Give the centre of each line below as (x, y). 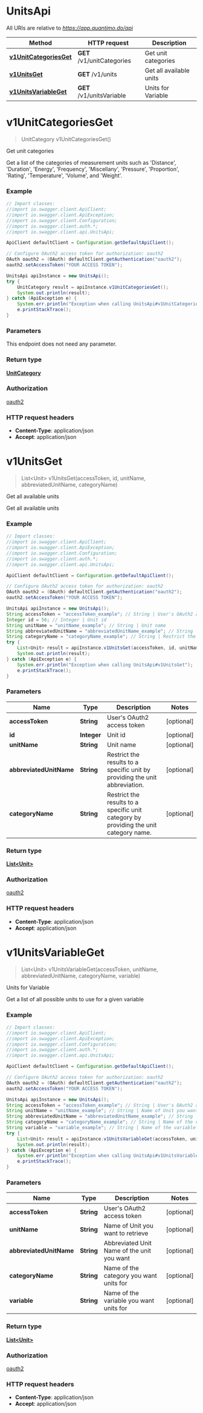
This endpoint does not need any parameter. (61, 344)
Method (41, 42)
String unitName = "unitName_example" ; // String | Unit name (86, 625)
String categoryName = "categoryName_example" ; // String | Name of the (100, 1122)
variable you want (129, 1301)
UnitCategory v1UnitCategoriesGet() (66, 139)
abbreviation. (125, 785)
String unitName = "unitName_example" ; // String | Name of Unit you (96, 1111)
